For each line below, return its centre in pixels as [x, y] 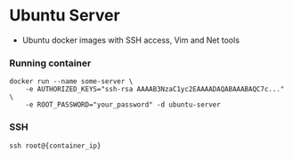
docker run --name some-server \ [71, 82]
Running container [50, 63]
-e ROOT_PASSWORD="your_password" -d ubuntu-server [123, 105]
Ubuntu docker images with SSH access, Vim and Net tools [131, 40]
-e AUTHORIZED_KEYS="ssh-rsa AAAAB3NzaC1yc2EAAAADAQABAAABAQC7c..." [155, 90]
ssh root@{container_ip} [55, 146]
